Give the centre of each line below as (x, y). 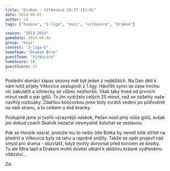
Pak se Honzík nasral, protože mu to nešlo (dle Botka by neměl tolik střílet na (85, 133)
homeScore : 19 (20, 61)
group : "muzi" (20, 43)
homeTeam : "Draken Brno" (31, 52)
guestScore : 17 (21, 66)
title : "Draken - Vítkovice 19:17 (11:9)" (51, 10)
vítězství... (16, 154)
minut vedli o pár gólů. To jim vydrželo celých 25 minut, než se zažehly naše (85, 97)
